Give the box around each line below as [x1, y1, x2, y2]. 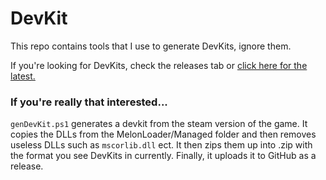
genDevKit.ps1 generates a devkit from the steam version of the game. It [10, 118, 308, 130]
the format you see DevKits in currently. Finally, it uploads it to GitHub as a [10, 150, 317, 162]
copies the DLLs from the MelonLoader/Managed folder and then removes [10, 128, 317, 141]
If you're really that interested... [10, 95, 168, 109]
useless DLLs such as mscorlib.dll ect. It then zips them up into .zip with [10, 139, 313, 151]
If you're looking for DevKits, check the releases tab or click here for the [10, 59, 308, 71]
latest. [10, 70, 36, 82]
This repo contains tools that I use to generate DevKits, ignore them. [10, 40, 292, 52]
